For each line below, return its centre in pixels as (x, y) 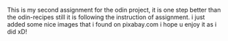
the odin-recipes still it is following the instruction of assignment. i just (106, 17)
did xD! (17, 31)
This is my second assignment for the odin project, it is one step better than (114, 10)
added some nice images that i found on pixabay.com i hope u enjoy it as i (112, 24)
